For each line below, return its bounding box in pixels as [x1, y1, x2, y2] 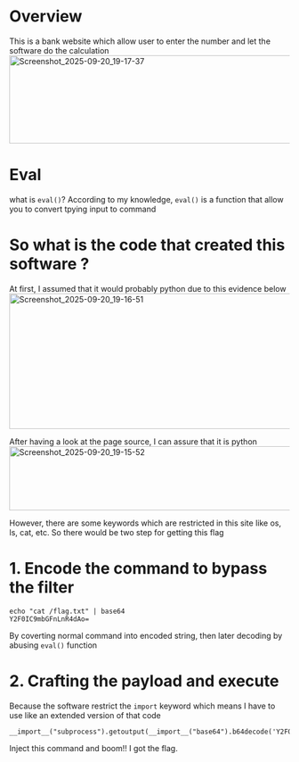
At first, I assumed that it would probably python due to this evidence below [9, 283, 287, 294]
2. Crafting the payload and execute [9, 671, 279, 691]
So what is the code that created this [9, 235, 286, 255]
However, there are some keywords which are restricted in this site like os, [9, 518, 282, 528]
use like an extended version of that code [9, 709, 162, 720]
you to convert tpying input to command [9, 203, 157, 214]
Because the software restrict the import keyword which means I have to [9, 700, 276, 711]
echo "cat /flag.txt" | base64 [9, 607, 125, 616]
